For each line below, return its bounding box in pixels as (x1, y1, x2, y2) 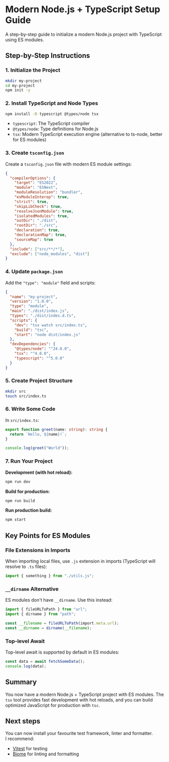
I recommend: (5, 736, 35, 742)
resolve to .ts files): (5, 563, 47, 570)
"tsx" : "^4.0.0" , (14, 351, 51, 356)
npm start (5, 517, 26, 522)
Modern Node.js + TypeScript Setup (5, 4, 160, 15)
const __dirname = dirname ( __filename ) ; (5, 625, 92, 631)
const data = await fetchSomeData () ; (5, 659, 85, 664)
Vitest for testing (12, 746, 48, 752)
